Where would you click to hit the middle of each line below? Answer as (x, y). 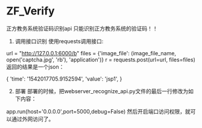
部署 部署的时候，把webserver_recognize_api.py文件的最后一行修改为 (102, 91)
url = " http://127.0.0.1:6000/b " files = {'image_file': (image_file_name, (91, 53)
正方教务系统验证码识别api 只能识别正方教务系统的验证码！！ (82, 28)
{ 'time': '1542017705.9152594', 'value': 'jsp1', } (64, 79)
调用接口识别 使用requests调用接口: (59, 41)
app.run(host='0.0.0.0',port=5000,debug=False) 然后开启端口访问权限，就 (99, 111)
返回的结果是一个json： (35, 67)
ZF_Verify (31, 11)
